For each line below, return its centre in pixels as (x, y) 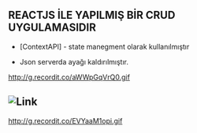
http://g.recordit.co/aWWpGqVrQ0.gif (69, 77)
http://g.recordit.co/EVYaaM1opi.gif (65, 120)
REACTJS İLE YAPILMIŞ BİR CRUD (92, 15)
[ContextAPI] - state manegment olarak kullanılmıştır (104, 46)
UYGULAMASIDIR (52, 28)
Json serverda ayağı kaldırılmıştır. (74, 61)
